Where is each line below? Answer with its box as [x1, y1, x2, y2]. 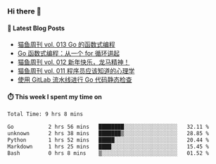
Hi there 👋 [7, 6, 42, 16]
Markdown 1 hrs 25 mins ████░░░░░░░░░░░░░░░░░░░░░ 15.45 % [7, 143, 210, 150]
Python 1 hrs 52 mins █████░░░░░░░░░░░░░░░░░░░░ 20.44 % [7, 137, 210, 144]
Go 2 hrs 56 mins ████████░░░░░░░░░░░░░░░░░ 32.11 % [7, 123, 210, 131]
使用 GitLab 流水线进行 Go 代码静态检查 [17, 75, 132, 84]
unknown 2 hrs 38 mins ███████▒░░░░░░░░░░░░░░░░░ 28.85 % [7, 130, 210, 137]
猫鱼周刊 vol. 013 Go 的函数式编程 [17, 40, 115, 49]
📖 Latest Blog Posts [7, 24, 65, 32]
